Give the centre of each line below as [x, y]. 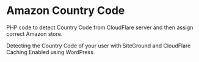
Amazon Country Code [66, 11]
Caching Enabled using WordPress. [51, 52]
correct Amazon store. [34, 33]
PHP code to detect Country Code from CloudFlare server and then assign [100, 27]
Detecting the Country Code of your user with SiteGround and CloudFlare [99, 46]
